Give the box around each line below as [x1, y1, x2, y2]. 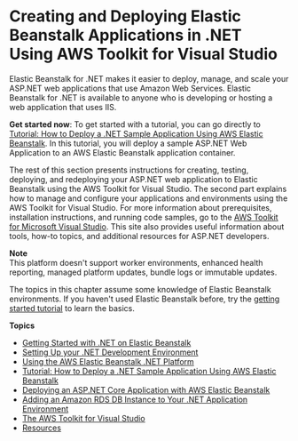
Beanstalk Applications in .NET [9, 25, 242, 45]
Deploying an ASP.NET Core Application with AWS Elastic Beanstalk [21, 384, 271, 395]
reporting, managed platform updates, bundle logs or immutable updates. [9, 267, 278, 277]
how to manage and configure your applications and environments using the [9, 193, 288, 204]
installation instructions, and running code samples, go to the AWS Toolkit [9, 212, 278, 222]
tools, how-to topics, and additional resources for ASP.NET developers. [9, 230, 270, 241]
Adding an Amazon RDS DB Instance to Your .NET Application [21, 394, 248, 405]
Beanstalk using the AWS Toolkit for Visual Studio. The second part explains [9, 183, 287, 194]
